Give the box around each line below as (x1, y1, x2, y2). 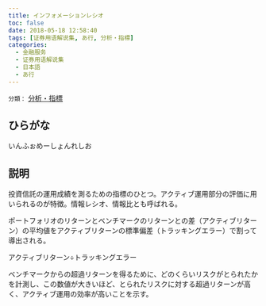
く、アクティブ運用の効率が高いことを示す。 (8, 289, 153, 299)
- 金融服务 (15, 48, 47, 56)
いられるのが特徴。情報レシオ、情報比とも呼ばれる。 (8, 199, 183, 208)
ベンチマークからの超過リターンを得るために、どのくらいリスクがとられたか (8, 270, 258, 279)
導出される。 (8, 235, 50, 246)
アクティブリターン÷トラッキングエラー (8, 253, 137, 262)
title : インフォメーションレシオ (8, 11, 105, 20)
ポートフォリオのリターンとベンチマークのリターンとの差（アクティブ (8, 216, 237, 226)
